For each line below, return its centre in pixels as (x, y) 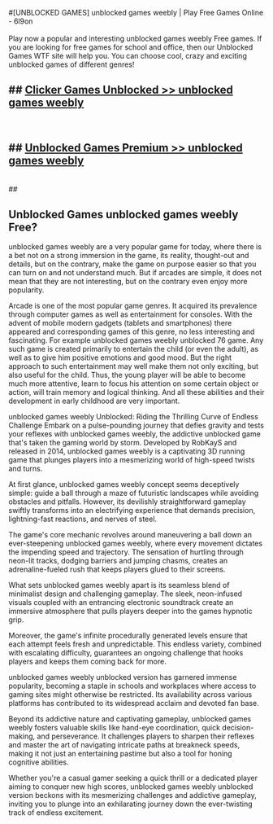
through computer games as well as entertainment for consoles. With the (131, 314)
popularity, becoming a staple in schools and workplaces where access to (132, 686)
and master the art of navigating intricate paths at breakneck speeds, (124, 745)
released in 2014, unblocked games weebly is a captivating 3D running (127, 451)
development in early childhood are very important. (94, 401)
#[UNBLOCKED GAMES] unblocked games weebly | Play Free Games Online (136, 13)
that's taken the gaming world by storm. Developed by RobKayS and (123, 443)
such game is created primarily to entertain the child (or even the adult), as (133, 349)
